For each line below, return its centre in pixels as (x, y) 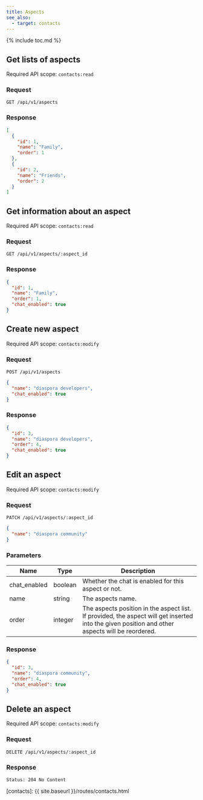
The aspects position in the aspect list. (137, 609)
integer (63, 620)
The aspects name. (110, 598)
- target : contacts (36, 23)
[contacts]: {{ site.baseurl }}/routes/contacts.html (68, 791)
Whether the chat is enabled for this (133, 581)
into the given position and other (128, 624)
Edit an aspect (34, 475)
